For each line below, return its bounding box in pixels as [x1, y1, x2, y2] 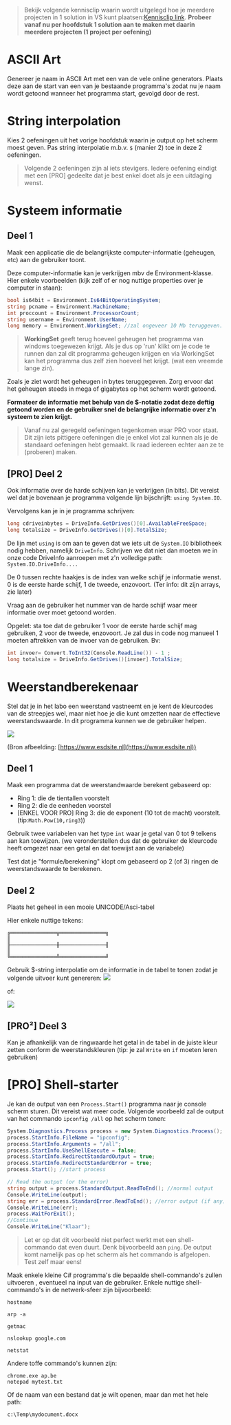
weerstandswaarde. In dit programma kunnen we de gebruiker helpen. [7, 716, 207, 725]
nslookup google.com [7, 1335, 67, 1342]
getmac [7, 1323, 26, 1330]
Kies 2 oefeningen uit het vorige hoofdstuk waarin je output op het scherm [7, 136, 218, 144]
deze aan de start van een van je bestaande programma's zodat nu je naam [7, 82, 221, 90]
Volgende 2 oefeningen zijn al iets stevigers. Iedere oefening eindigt [23, 164, 217, 172]
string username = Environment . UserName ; [7, 316, 128, 323]
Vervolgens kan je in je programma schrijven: [7, 507, 135, 515]
